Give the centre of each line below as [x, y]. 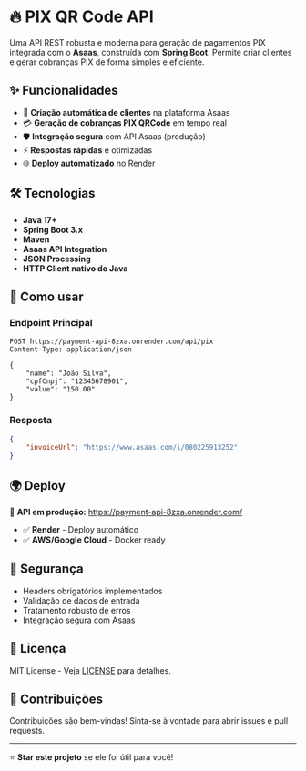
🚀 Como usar [46, 296]
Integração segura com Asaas [79, 620]
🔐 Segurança [46, 569]
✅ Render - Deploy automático [81, 529]
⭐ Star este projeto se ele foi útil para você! [92, 757]
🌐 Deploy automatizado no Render [89, 163]
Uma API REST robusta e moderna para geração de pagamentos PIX [138, 42]
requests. [27, 731]
